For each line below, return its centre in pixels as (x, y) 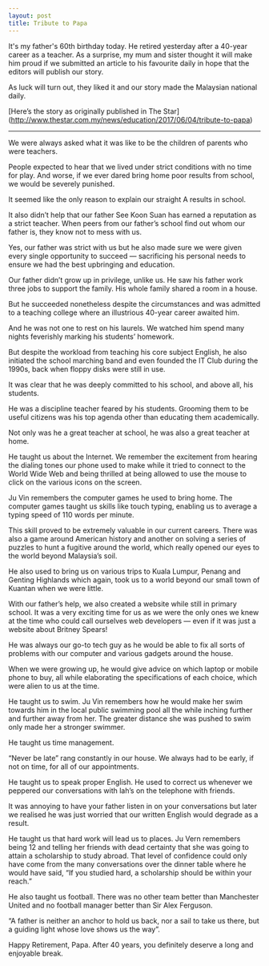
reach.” (20, 881)
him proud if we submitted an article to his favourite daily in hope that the (129, 63)
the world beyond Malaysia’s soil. (63, 555)
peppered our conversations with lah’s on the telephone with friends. (122, 791)
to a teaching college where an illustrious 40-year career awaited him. (124, 312)
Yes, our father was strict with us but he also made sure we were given (125, 247)
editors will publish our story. (56, 71)
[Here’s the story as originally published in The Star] (94, 111)
